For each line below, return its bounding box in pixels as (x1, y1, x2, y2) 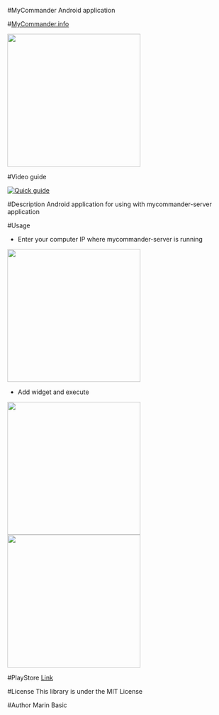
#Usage (7, 221, 30, 230)
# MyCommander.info (7, 20, 69, 28)
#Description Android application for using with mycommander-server (7, 200, 213, 208)
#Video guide (7, 173, 47, 181)
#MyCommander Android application (7, 6, 116, 14)
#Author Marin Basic (7, 701, 67, 709)
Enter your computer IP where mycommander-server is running (17, 235, 203, 243)
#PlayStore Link (7, 673, 53, 682)
